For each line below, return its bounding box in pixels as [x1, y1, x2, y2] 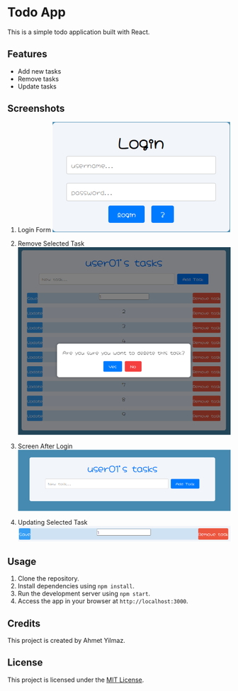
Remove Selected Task [17, 239, 85, 248]
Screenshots [7, 103, 65, 115]
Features [7, 48, 47, 60]
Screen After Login [17, 442, 73, 450]
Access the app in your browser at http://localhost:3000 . [17, 597, 189, 605]
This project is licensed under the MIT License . [7, 675, 144, 684]
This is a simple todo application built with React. [7, 28, 150, 36]
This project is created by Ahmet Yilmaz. [7, 636, 125, 644]
